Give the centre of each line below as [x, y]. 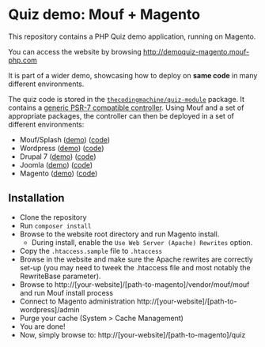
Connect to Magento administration [78, 301]
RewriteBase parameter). [60, 276]
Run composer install [55, 225]
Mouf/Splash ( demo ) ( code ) [65, 139]
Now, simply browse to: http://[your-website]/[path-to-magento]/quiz [132, 334]
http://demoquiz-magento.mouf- [197, 51]
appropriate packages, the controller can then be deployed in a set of [121, 115]
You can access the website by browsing [75, 51]
